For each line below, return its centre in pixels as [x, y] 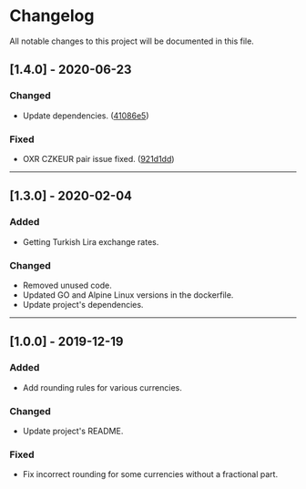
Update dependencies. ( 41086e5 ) [86, 116]
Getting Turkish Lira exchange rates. [91, 241]
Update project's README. [73, 431]
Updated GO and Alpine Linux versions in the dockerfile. [128, 295]
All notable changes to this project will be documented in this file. [132, 41]
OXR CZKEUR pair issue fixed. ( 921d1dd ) [98, 158]
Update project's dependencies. [83, 304]
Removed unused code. [67, 285]
